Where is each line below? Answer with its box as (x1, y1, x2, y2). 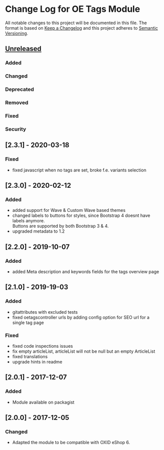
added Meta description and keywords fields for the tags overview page (12, 268, 160, 275)
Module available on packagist (12, 399, 75, 405)
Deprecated (5, 86, 35, 93)
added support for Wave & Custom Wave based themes (12, 207, 126, 213)
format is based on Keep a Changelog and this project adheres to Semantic (5, 25, 158, 31)
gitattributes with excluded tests (12, 309, 78, 315)
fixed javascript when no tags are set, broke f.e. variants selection (12, 167, 147, 173)
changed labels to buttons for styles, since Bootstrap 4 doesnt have (12, 212, 151, 218)
